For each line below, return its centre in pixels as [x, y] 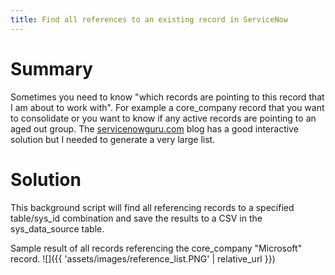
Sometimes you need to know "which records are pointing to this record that [167, 97]
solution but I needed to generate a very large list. [113, 139]
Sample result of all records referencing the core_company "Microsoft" [156, 248]
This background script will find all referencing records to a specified [152, 207]
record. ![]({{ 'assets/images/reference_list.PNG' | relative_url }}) [143, 258]
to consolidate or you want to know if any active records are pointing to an [163, 118]
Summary [51, 68]
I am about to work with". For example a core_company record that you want [167, 107]
